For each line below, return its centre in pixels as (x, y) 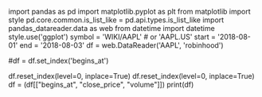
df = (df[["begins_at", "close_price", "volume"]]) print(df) (101, 84)
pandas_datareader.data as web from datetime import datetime (111, 28)
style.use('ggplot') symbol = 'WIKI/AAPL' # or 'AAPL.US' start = (112, 37)
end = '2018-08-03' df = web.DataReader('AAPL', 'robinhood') (122, 45)
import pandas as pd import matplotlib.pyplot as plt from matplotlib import (129, 12)
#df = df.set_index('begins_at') (59, 60)
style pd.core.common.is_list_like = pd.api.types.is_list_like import (116, 20)
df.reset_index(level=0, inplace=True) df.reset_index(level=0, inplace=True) (131, 76)
